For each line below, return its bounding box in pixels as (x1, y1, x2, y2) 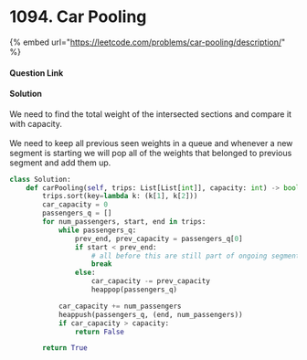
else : (74, 268, 96, 278)
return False (74, 327, 125, 336)
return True (42, 344, 89, 353)
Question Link (9, 67, 64, 79)
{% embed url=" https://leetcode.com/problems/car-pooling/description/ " (9, 37, 286, 48)
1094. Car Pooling (9, 6, 147, 27)
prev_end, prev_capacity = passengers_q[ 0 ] (74, 234, 244, 243)
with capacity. (9, 118, 62, 129)
